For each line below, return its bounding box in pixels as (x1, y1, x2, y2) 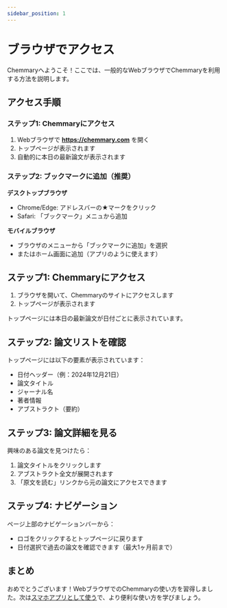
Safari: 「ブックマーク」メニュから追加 (16, 212, 128, 220)
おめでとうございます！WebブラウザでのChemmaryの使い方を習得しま (7, 585, 208, 593)
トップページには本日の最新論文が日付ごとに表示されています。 (7, 314, 187, 323)
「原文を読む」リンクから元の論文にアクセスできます (16, 478, 168, 486)
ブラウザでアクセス (7, 42, 115, 57)
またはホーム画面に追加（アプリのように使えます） (16, 249, 162, 258)
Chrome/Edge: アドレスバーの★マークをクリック (16, 203, 156, 212)
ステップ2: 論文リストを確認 (7, 336, 127, 348)
